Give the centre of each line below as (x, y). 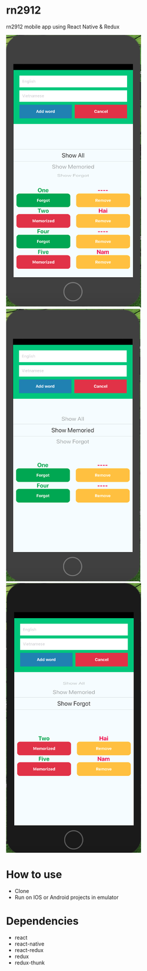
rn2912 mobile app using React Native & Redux (63, 27)
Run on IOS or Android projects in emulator (66, 897)
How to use (34, 875)
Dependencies (42, 921)
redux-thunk (30, 962)
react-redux (29, 950)
